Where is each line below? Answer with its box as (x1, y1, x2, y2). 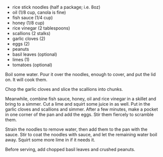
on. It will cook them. (5, 77, 48, 82)
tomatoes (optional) (12, 62, 52, 68)
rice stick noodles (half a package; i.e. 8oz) (12, 4, 101, 10)
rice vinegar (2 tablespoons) (12, 25, 70, 31)
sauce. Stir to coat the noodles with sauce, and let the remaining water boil (5, 132, 158, 137)
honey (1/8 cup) (12, 20, 44, 26)
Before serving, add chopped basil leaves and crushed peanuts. (5, 147, 135, 152)
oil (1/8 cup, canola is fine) (12, 9, 66, 15)
